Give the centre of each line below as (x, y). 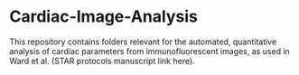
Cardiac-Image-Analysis (104, 17)
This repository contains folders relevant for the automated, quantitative (143, 42)
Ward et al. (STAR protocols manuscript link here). (103, 61)
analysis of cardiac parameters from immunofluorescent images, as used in (150, 51)
